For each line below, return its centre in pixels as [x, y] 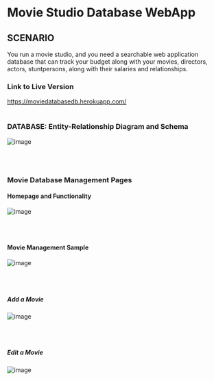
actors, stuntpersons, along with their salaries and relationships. [98, 69]
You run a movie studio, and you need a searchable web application [103, 54]
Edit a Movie [25, 353]
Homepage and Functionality [49, 196]
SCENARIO [31, 38]
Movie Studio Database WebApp [102, 13]
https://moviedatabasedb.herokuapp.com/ [67, 101]
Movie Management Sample [48, 247]
